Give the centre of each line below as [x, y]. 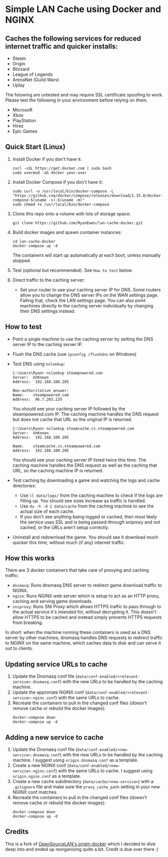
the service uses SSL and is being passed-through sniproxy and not [90, 522]
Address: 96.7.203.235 [37, 399]
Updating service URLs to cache [56, 664]
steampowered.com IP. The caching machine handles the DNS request [86, 414]
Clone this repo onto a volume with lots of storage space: [72, 213]
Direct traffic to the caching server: [49, 280]
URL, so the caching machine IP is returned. [58, 470]
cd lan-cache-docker [34, 241]
